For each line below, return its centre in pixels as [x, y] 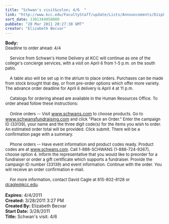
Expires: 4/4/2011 [24, 195]
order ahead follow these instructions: [42, 103]
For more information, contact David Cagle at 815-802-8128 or [70, 180]
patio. [11, 68]
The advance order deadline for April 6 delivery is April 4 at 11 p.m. [69, 88]
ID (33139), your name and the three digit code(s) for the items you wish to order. [83, 124]
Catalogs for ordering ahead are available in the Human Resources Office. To [84, 98]
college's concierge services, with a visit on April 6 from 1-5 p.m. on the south [80, 63]
